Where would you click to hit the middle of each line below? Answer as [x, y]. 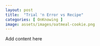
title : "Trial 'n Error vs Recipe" [44, 15]
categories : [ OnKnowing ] [34, 19]
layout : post [19, 10]
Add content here [24, 39]
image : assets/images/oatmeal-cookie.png [50, 24]
